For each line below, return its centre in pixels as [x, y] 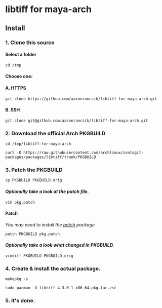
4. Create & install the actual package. [53, 268]
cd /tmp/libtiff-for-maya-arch [38, 144]
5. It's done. [20, 301]
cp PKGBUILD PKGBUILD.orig [34, 180]
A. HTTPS [16, 88]
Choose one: [19, 76]
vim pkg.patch [20, 202]
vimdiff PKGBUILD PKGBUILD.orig [39, 256]
